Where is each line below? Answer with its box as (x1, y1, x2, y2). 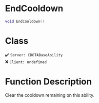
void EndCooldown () (5, 19, 45, 24)
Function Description (5, 76, 92, 87)
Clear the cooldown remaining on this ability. (5, 92, 95, 98)
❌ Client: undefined (5, 59, 47, 65)
